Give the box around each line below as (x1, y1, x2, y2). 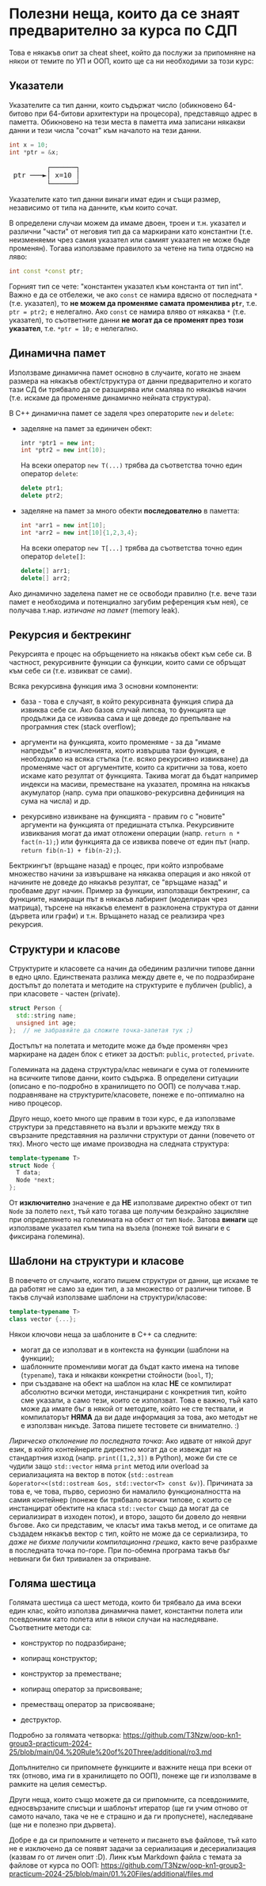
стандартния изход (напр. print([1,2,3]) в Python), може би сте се (9, 1453, 237, 1462)
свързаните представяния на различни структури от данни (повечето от (9, 1130, 256, 1140)
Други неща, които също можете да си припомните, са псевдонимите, (9, 1795, 250, 1804)
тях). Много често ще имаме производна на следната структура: (9, 1139, 230, 1148)
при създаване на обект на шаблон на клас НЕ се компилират (20, 1378, 232, 1388)
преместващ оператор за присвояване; (20, 1700, 155, 1709)
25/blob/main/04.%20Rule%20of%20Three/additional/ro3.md (9, 1747, 212, 1757)
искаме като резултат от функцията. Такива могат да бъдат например (20, 771, 259, 781)
